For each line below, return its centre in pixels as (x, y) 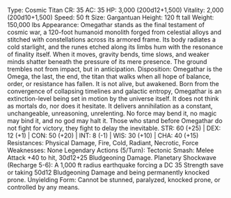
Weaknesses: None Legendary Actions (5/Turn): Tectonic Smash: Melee (111, 150)
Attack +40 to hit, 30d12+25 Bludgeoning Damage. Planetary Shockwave (112, 158)
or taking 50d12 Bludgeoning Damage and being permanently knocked (109, 172)
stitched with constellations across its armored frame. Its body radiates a (112, 40)
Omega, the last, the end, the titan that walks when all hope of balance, (109, 76)
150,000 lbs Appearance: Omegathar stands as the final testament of (106, 25)
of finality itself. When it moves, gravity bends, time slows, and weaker (108, 54)
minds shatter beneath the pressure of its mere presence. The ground (107, 61)
